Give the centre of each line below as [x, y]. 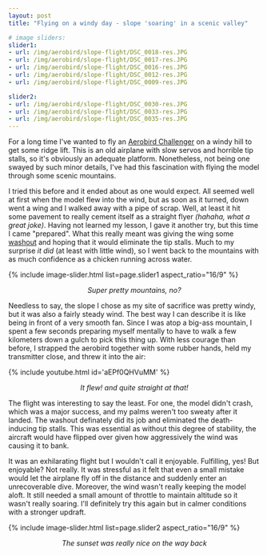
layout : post [30, 16]
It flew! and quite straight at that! [134, 388]
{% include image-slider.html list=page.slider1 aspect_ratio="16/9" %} [124, 275]
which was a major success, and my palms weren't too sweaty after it [123, 412]
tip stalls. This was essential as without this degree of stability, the [147, 429]
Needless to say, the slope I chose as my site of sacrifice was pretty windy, [132, 306]
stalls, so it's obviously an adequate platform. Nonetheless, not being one [129, 159]
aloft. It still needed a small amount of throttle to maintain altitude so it [123, 495]
